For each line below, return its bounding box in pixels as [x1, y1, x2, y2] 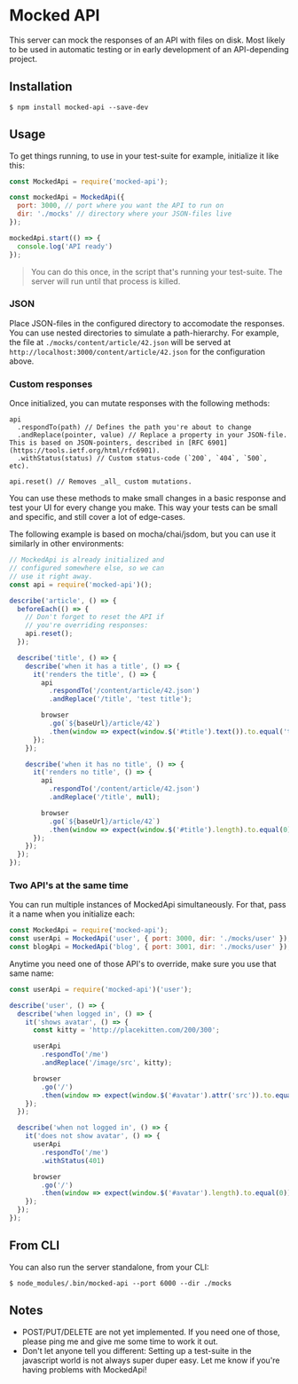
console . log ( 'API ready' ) [17, 241, 114, 251]
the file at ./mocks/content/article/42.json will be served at [9, 336, 231, 347]
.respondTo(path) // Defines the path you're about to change [17, 423, 252, 432]
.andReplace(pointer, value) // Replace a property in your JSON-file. [17, 431, 288, 440]
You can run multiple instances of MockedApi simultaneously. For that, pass [9, 900, 286, 910]
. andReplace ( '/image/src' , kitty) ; [41, 1058, 173, 1067]
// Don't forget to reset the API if [25, 613, 165, 622]
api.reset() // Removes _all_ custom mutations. [9, 477, 192, 486]
